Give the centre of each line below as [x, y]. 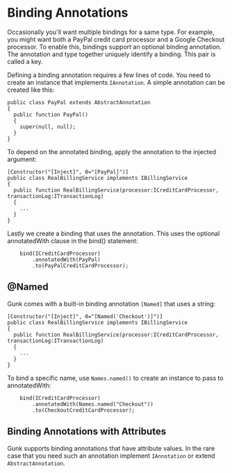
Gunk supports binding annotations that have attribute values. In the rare [111, 448]
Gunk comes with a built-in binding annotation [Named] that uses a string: [111, 304]
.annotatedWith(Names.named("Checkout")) [93, 404]
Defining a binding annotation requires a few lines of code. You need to [109, 75]
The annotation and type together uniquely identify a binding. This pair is [111, 54]
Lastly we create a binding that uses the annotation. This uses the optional [114, 233]
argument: [22, 159]
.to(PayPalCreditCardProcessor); [81, 265]
